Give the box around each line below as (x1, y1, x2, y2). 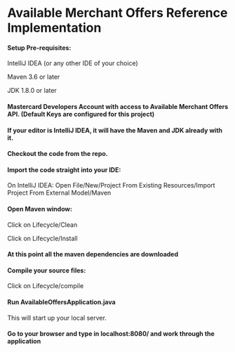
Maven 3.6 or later (7, 72, 60, 82)
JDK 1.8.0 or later (7, 86, 58, 95)
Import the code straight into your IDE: (7, 165, 121, 174)
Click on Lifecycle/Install (7, 234, 79, 242)
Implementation (7, 20, 102, 36)
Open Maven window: (7, 204, 72, 213)
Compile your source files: (7, 266, 86, 275)
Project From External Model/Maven (7, 188, 112, 197)
